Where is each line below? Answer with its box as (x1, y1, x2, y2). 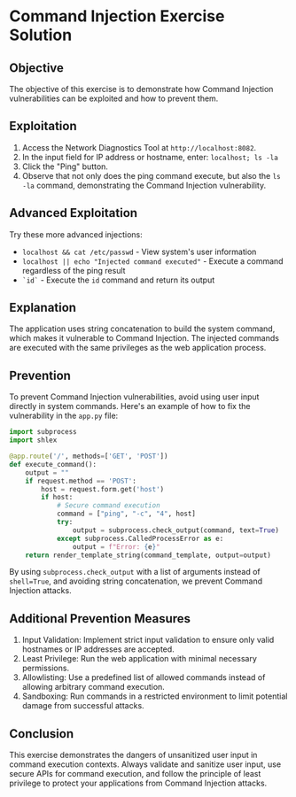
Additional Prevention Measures (9, 611, 191, 626)
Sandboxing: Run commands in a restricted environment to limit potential (21, 691, 288, 701)
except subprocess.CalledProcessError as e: (56, 534, 224, 543)
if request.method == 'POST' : (25, 476, 137, 485)
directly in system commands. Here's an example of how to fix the (9, 401, 251, 412)
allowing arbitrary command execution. (21, 682, 166, 693)
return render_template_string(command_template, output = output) (25, 551, 272, 560)
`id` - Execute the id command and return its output (21, 275, 215, 285)
